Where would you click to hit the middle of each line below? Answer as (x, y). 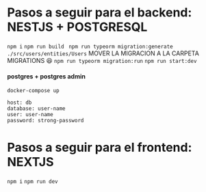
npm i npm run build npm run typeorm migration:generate (90, 46)
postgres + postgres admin (46, 76)
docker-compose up (33, 91)
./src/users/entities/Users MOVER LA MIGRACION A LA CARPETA (103, 53)
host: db (20, 103)
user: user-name (30, 115)
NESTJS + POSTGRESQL (77, 27)
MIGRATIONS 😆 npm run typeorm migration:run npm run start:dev (102, 60)
